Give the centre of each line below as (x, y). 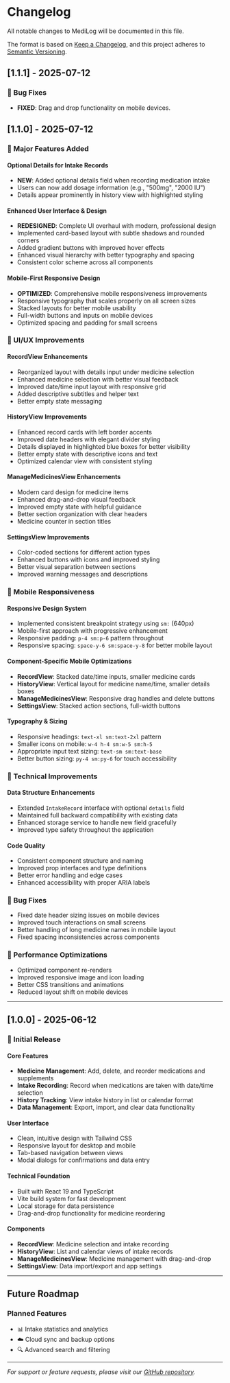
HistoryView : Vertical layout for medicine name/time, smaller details (113, 684)
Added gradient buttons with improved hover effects (91, 248)
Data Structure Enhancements (51, 793)
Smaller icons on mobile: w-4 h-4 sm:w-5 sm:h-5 (85, 744)
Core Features (28, 1056)
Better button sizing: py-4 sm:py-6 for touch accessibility (97, 758)
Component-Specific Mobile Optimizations (69, 661)
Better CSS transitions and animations (71, 984)
